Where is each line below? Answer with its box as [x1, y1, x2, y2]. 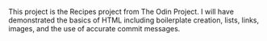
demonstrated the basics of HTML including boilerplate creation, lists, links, [8, 15, 260, 25]
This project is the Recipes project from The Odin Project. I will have [8, 7, 234, 16]
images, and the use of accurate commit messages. [8, 24, 181, 33]
